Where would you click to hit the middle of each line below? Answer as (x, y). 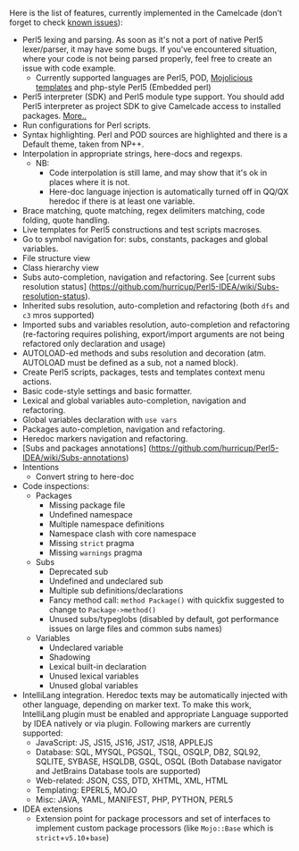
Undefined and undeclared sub (106, 581)
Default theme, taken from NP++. (83, 144)
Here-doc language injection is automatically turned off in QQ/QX (169, 192)
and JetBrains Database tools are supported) (118, 771)
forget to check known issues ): (66, 22)
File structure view (56, 258)
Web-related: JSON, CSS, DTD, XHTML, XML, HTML (132, 780)
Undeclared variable (86, 648)
